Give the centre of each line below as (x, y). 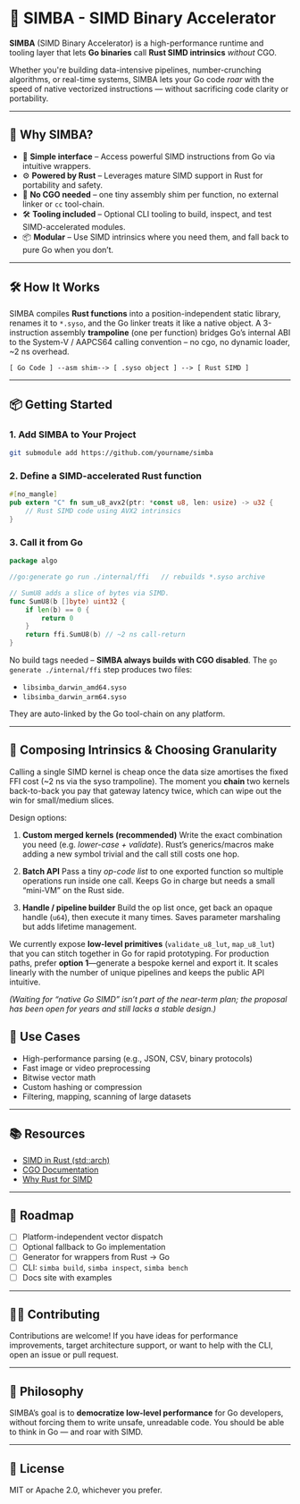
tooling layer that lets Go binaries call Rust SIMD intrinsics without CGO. (143, 52)
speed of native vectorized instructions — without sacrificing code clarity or (149, 89)
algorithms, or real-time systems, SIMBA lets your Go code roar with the (142, 79)
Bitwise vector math (59, 1077)
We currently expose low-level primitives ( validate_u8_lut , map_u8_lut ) (142, 943)
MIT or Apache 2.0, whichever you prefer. (86, 1490)
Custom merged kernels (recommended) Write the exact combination (152, 834)
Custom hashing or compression (82, 1086)
